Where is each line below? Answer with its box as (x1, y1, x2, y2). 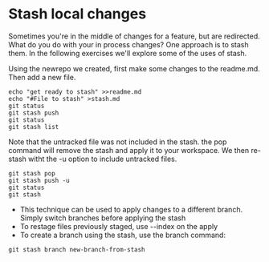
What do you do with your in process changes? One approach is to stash (8, 39, 249, 49)
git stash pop (8, 169, 56, 177)
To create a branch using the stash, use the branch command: (19, 230, 226, 240)
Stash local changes (8, 5, 147, 23)
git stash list (8, 123, 59, 131)
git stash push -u (8, 176, 70, 184)
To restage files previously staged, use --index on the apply (19, 221, 218, 231)
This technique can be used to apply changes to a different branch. (19, 204, 243, 214)
